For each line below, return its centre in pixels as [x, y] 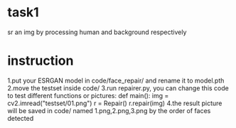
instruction [41, 61]
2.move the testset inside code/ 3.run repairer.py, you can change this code [118, 88]
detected [21, 118]
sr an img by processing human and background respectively [97, 32]
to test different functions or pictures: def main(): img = [88, 95]
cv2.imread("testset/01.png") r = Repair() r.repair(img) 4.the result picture [115, 103]
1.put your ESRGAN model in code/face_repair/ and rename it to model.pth [116, 80]
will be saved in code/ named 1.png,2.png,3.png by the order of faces [109, 110]
